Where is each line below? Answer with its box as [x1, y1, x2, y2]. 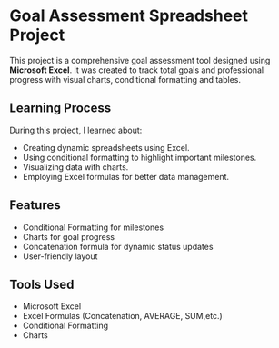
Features [9, 197, 61, 214]
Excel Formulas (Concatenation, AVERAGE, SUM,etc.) [22, 311, 223, 322]
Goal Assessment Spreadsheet [9, 5, 248, 26]
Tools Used [9, 276, 75, 292]
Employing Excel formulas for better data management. [22, 171, 230, 182]
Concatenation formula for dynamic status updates [22, 241, 214, 252]
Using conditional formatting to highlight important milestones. [22, 152, 257, 163]
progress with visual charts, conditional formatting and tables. [9, 74, 241, 85]
